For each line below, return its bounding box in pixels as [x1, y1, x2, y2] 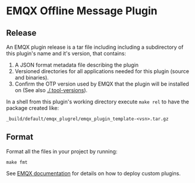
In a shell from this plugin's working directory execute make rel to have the [6, 98, 189, 105]
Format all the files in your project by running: [6, 147, 118, 155]
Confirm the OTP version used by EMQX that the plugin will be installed [14, 80, 189, 87]
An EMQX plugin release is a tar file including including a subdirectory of [6, 43, 184, 51]
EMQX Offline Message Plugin [6, 4, 158, 18]
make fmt [6, 159, 28, 165]
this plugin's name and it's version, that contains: [6, 50, 127, 57]
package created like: [6, 105, 59, 111]
